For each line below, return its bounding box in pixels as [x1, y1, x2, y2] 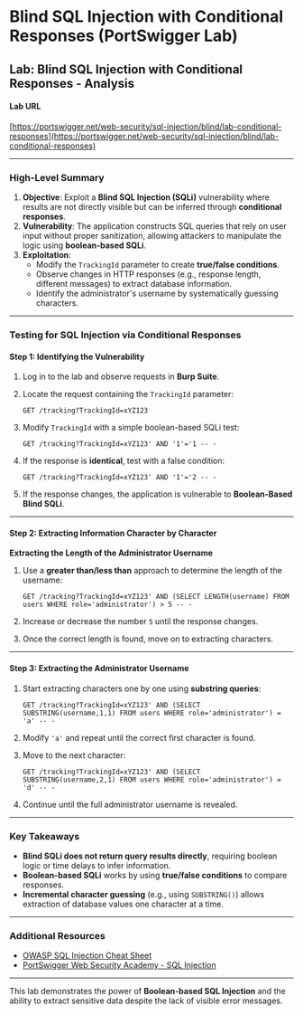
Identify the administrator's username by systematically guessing [35, 288, 279, 299]
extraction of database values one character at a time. [22, 898, 224, 909]
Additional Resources [9, 929, 106, 942]
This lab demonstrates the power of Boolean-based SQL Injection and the [9, 986, 286, 997]
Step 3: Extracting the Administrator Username [9, 663, 189, 673]
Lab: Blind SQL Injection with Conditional [9, 62, 243, 77]
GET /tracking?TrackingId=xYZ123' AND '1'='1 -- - [22, 440, 217, 449]
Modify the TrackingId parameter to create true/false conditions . [35, 260, 280, 270]
